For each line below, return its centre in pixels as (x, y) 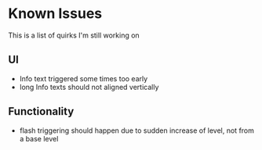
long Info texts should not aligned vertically (89, 87)
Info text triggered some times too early (84, 78)
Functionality (41, 111)
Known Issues (55, 14)
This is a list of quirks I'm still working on (74, 35)
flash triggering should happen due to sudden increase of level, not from (137, 130)
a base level (39, 138)
